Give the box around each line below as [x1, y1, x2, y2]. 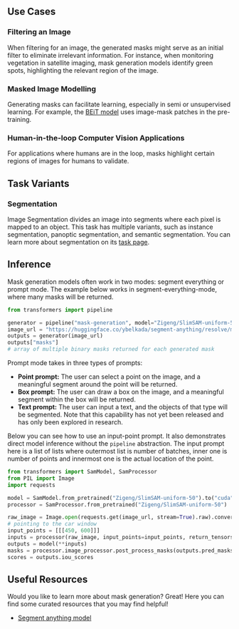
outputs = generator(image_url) [7, 332, 103, 339]
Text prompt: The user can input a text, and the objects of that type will [17, 403, 228, 411]
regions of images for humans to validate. [7, 157, 129, 165]
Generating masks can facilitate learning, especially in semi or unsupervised [7, 100, 231, 108]
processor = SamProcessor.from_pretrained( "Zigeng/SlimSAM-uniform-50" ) [7, 501, 228, 508]
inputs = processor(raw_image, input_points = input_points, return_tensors [7, 534, 234, 541]
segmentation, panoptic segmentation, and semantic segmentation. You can [7, 230, 231, 238]
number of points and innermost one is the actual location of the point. [7, 454, 214, 463]
